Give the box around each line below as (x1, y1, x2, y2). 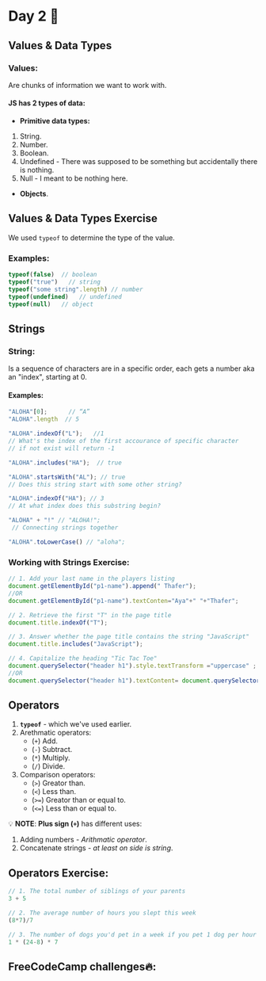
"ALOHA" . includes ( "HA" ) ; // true (8, 459, 123, 467)
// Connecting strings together (11, 524, 119, 532)
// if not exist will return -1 (8, 444, 115, 452)
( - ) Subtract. (31, 745, 73, 754)
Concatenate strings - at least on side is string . (19, 843, 173, 853)
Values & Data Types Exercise (8, 212, 158, 225)
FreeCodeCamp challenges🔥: (8, 960, 157, 973)
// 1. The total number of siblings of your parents (8, 887, 186, 895)
